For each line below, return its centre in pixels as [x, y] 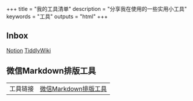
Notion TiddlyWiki [29, 50]
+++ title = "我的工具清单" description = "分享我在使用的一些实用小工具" [97, 9]
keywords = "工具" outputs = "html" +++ [57, 16]
